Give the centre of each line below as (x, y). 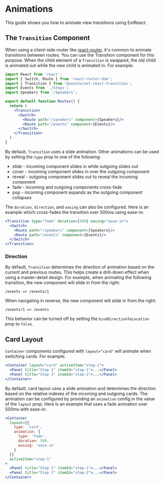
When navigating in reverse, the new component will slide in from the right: (81, 301)
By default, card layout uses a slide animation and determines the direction (80, 388)
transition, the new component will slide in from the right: (62, 283)
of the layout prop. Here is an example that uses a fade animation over (76, 404)
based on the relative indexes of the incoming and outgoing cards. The (76, 393)
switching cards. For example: (35, 356)
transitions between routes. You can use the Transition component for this (80, 55)
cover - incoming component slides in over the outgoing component (81, 171)
